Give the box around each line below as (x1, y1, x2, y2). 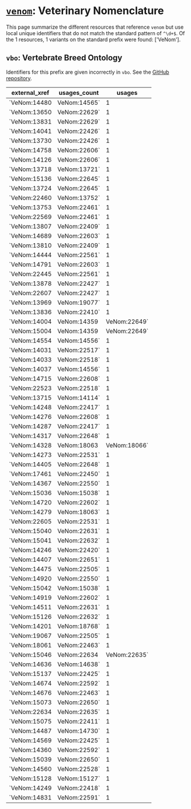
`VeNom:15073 (9, 698, 52, 706)
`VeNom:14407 (9, 555, 52, 564)
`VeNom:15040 (9, 527, 52, 535)
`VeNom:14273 (9, 450, 52, 459)
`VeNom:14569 (9, 736, 52, 745)
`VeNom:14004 (9, 318, 52, 326)
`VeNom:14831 (9, 793, 52, 801)
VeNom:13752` (57, 193, 100, 202)
